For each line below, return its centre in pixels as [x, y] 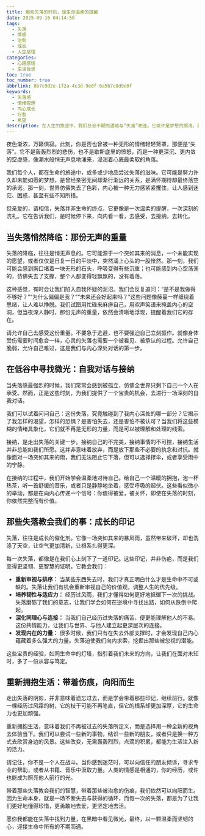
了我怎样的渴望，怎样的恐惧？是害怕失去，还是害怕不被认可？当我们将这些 [100, 421]
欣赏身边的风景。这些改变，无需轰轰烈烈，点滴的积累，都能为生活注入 [105, 742]
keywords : [19, 92]
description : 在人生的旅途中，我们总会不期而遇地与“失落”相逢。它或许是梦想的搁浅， [102, 126]
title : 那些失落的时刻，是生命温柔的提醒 [52, 12]
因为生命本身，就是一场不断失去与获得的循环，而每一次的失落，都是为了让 [100, 798]
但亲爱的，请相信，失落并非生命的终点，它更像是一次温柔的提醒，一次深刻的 [103, 208]
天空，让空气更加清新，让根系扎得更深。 [68, 545]
